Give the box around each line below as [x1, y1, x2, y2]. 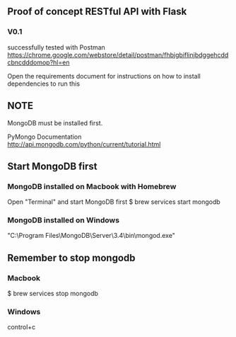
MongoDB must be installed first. [7, 118, 103, 127]
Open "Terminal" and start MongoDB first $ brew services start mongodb [7, 198, 220, 206]
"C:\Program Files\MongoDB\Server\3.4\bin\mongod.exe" [7, 232, 175, 240]
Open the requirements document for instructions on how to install [7, 72, 201, 80]
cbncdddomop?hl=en [7, 58, 70, 67]
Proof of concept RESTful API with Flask [7, 6, 187, 18]
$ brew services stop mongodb [7, 290, 99, 298]
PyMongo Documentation [7, 132, 82, 141]
